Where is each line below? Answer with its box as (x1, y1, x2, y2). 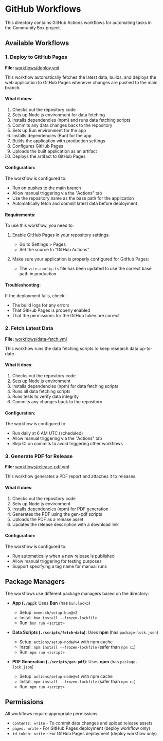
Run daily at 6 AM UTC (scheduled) (12, 430, 83, 436)
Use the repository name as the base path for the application (12, 196, 134, 201)
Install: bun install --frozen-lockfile (19, 614, 97, 620)
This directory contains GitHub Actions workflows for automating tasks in (5, 20, 152, 25)
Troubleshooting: (5, 282, 41, 288)
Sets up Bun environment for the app (12, 127, 86, 133)
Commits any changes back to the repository (12, 398, 103, 404)
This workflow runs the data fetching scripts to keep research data (5, 346, 139, 351)
